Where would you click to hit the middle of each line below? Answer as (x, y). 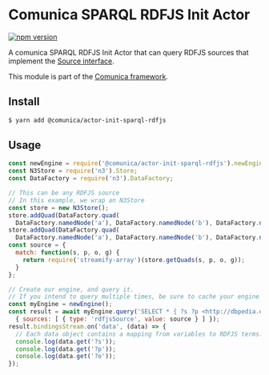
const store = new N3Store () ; (59, 208)
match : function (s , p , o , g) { (68, 253)
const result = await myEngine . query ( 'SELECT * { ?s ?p (103, 312)
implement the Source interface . (61, 61)
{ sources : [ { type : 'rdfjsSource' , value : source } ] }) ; (118, 319)
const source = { (37, 245)
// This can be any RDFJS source (64, 193)
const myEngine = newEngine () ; (60, 304)
